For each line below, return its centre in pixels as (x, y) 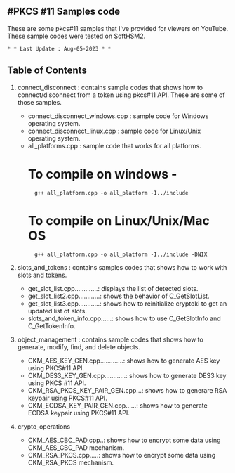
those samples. (39, 102)
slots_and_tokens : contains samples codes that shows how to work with (122, 267)
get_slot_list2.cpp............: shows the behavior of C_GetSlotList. (119, 296)
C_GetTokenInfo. (52, 325)
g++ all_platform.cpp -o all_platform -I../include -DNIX (121, 254)
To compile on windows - (102, 174)
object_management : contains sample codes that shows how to (110, 339)
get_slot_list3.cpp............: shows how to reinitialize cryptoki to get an (127, 303)
